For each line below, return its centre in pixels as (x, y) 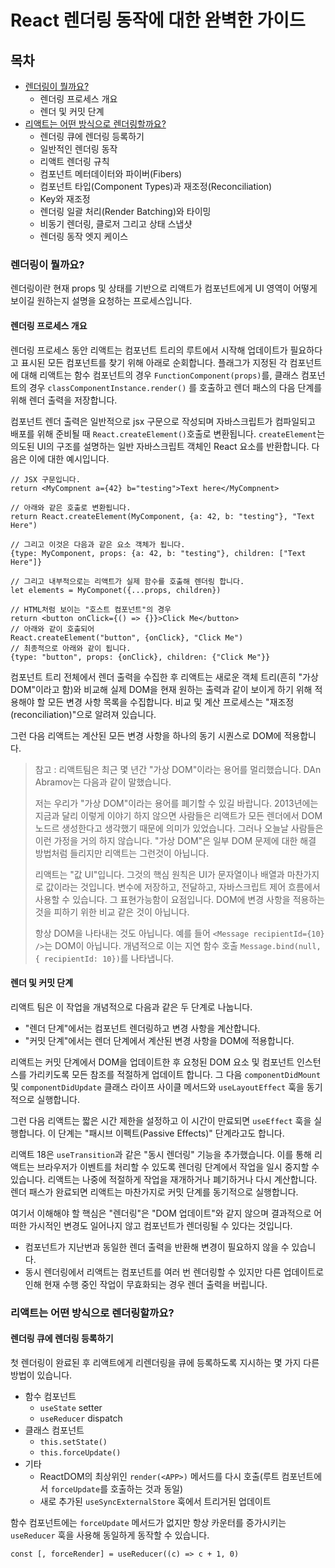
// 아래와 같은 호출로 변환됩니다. (71, 507)
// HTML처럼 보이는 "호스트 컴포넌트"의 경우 (91, 609)
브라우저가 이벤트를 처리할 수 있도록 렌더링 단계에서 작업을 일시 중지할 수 (178, 1167)
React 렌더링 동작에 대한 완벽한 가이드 (158, 20)
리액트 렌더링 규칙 (74, 161)
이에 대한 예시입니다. (69, 458)
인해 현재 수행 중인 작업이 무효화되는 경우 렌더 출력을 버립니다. (146, 1284)
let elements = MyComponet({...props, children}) (116, 590)
